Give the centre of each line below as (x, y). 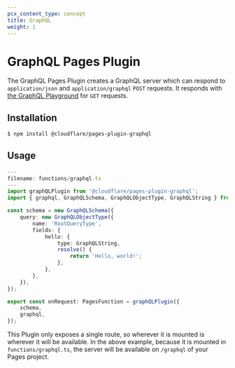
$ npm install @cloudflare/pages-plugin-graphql (79, 134)
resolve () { (74, 250)
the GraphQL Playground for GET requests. (67, 96)
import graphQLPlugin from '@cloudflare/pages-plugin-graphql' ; (103, 191)
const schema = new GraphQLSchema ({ (60, 211)
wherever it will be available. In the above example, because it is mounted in (116, 342)
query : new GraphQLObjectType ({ (67, 217)
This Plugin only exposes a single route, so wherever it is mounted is (106, 334)
